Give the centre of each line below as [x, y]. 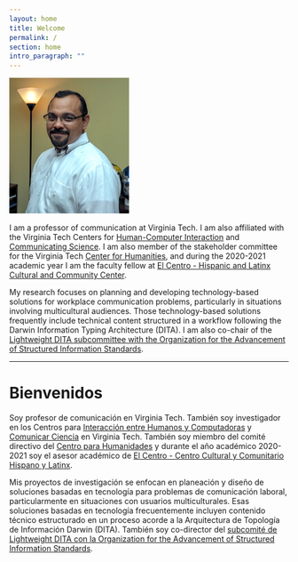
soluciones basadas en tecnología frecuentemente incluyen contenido [137, 510]
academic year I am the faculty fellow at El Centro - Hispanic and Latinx [140, 266]
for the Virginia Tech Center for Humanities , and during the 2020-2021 [137, 256]
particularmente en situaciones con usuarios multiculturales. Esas [129, 502]
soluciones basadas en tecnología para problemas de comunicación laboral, [149, 492]
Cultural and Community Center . [68, 275]
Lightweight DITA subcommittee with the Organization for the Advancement [147, 340]
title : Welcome [37, 28]
